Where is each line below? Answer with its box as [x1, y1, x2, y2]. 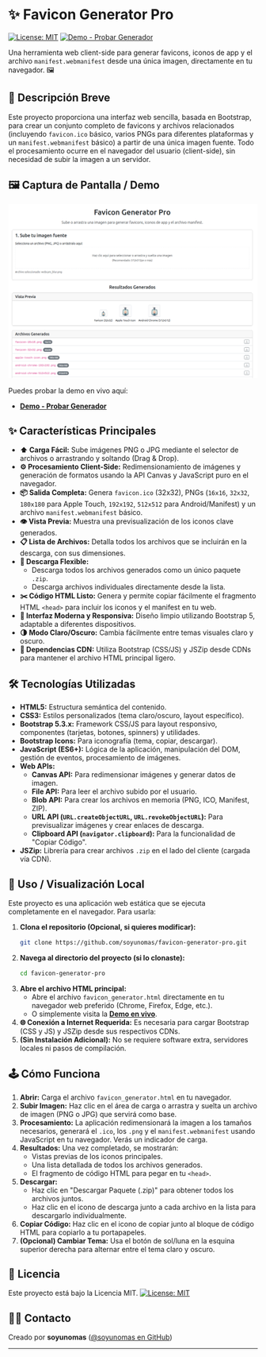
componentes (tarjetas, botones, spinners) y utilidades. [19, 728, 200, 737]
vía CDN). [19, 854, 51, 864]
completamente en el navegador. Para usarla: [8, 907, 157, 916]
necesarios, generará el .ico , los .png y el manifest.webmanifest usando [19, 1126, 256, 1135]
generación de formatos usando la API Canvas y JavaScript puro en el [19, 470, 249, 480]
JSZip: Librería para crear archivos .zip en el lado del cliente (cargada [19, 846, 251, 856]
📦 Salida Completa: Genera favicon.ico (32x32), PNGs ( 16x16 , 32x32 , [19, 488, 250, 497]
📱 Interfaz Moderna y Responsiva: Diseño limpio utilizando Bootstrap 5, [19, 611, 256, 621]
